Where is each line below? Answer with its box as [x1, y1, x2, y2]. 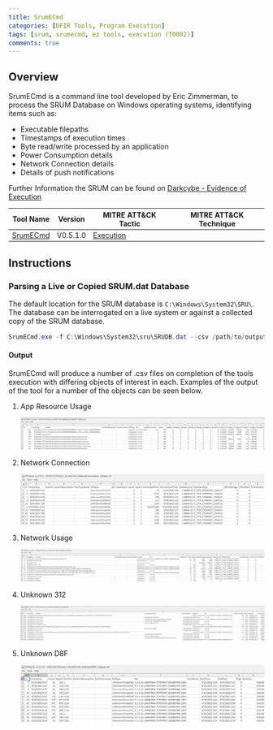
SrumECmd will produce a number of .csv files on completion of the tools [8, 369, 253, 378]
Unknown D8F [19, 649, 69, 659]
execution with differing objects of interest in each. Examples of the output [8, 378, 258, 387]
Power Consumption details [19, 150, 113, 160]
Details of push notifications [19, 167, 115, 178]
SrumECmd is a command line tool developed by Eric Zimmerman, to [8, 92, 239, 102]
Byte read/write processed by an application [19, 142, 169, 152]
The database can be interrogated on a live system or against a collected [8, 308, 253, 317]
